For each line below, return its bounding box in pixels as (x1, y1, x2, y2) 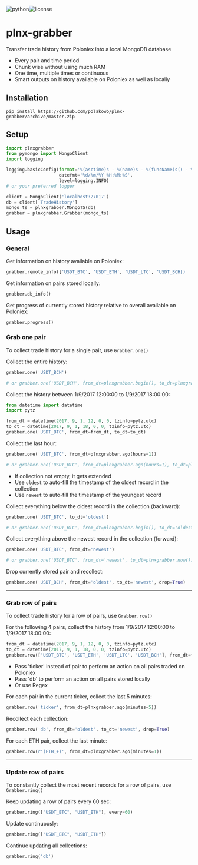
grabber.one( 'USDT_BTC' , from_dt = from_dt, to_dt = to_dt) (6, 429, 146, 435)
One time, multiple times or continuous (14, 69, 109, 77)
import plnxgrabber (6, 145, 54, 151)
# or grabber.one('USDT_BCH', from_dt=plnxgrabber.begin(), (6, 380, 157, 386)
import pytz (6, 407, 35, 413)
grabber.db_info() (6, 291, 51, 297)
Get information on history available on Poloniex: (6, 257, 124, 264)
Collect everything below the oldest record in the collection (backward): (6, 502, 181, 509)
